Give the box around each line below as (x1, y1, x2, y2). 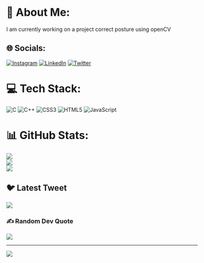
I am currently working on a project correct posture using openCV (6, 26, 171, 33)
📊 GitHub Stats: (6, 128, 89, 142)
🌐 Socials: (6, 43, 46, 53)
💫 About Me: (6, 5, 70, 19)
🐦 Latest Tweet (6, 183, 67, 193)
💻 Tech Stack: (6, 81, 81, 95)
